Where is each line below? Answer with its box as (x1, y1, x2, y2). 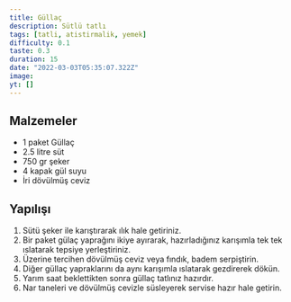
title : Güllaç (9, 13, 63, 22)
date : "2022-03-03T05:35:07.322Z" (9, 64, 140, 73)
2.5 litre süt (22, 147, 65, 157)
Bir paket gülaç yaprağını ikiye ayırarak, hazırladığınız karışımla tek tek (22, 235, 283, 245)
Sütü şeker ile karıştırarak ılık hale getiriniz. (22, 226, 182, 236)
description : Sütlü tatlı (9, 22, 106, 31)
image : (9, 72, 34, 81)
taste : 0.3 (9, 47, 50, 56)
